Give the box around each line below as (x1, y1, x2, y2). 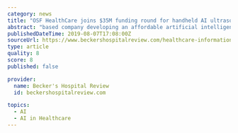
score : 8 (7, 57, 33, 64)
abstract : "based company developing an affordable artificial (7, 23, 198, 30)
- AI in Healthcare (13, 115, 72, 122)
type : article (7, 43, 50, 50)
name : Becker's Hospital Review (13, 82, 110, 89)
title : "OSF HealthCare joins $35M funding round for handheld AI (7, 17, 208, 24)
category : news (7, 10, 52, 18)
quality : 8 (7, 50, 40, 57)
